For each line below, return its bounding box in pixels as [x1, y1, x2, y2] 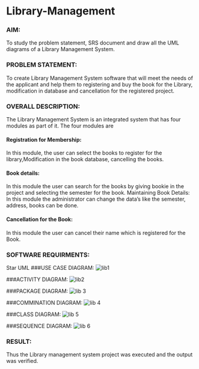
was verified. [6, 358, 38, 365]
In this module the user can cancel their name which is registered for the [6, 229, 186, 236]
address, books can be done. [6, 202, 79, 209]
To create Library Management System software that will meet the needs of [6, 74, 194, 82]
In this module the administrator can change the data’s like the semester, [6, 195, 186, 203]
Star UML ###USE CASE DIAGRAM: [6, 264, 94, 271]
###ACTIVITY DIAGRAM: [6, 275, 68, 283]
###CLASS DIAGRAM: [6, 311, 61, 318]
